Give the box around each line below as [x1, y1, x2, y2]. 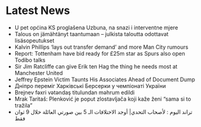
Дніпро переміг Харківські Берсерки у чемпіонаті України [14, 82, 166, 89]
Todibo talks [14, 56, 46, 64]
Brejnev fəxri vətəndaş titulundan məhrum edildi [14, 89, 135, 96]
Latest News [5, 4, 71, 18]
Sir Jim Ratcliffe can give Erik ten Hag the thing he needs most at [14, 62, 178, 70]
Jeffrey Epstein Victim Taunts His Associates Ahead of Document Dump [14, 76, 196, 83]
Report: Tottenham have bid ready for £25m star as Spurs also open [14, 49, 185, 57]
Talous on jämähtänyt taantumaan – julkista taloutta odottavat [14, 30, 169, 37]
